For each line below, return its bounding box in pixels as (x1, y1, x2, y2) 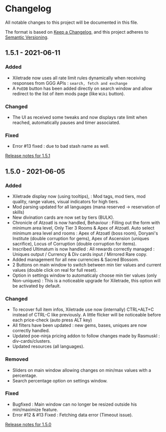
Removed (5, 356, 29, 363)
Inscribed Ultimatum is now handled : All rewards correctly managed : (12, 246, 155, 252)
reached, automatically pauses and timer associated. (12, 120, 120, 125)
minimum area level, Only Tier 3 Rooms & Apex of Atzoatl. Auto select (12, 225, 155, 231)
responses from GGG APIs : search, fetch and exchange (12, 80, 128, 86)
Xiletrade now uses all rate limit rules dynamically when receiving (12, 75, 146, 81)
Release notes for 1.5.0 (5, 421, 52, 427)
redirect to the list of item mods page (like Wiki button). (12, 90, 125, 97)
